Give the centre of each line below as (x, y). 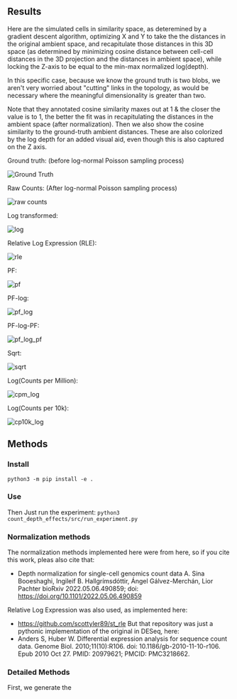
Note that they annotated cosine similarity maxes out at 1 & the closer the (114, 109)
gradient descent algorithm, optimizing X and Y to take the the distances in (116, 36)
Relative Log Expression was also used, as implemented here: (98, 610)
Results (24, 12)
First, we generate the (40, 688)
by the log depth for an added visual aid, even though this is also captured (116, 139)
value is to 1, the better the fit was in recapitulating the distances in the (111, 116)
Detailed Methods (39, 672)
